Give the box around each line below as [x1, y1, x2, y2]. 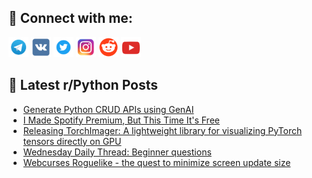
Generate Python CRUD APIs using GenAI [22, 103, 195, 115]
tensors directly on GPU [22, 135, 122, 147]
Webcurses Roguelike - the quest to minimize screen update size [22, 156, 291, 168]
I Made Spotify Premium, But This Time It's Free [22, 114, 220, 126]
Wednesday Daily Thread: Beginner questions [22, 146, 212, 158]
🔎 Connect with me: [8, 10, 133, 27]
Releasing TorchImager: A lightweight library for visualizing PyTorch [22, 124, 303, 136]
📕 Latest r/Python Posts [8, 77, 159, 94]
